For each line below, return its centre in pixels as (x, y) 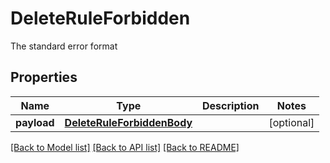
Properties (44, 77)
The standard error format (64, 46)
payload (35, 122)
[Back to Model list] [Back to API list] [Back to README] (125, 147)
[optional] (291, 122)
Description (231, 105)
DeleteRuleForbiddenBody (128, 122)
